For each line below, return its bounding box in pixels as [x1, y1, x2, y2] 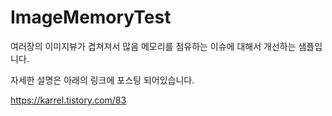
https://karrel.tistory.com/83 [10, 94, 127, 106]
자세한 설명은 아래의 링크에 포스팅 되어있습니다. [10, 74, 195, 86]
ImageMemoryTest [10, 6, 172, 29]
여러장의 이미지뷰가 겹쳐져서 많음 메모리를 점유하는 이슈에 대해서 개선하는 [10, 40, 297, 52]
